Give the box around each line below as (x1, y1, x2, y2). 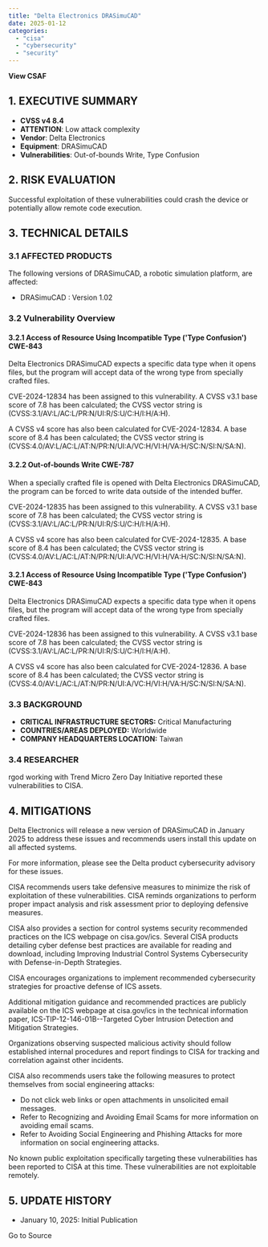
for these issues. (8, 867, 63, 877)
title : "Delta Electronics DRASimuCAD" (8, 11, 142, 20)
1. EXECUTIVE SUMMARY (8, 94, 139, 108)
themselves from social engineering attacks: (8, 1080, 155, 1090)
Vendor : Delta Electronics (19, 133, 106, 142)
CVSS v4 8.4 (19, 116, 64, 125)
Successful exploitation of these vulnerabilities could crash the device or (8, 194, 249, 204)
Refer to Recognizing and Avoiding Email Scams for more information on (19, 1112, 259, 1122)
